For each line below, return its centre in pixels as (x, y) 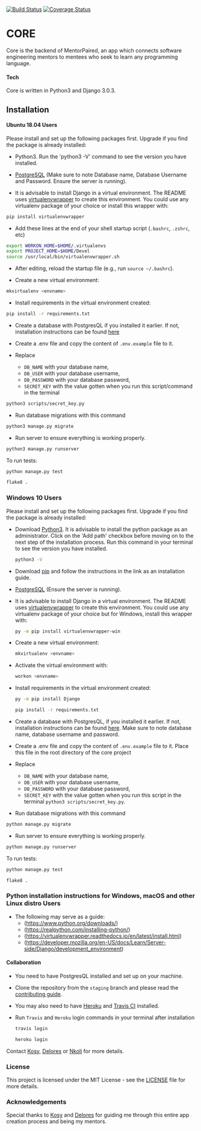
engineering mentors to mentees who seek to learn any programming (92, 57)
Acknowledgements (36, 1101)
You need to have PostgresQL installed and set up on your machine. (99, 976)
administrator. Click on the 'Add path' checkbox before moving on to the (104, 535)
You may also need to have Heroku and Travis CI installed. (87, 1005)
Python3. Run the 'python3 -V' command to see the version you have (100, 156)
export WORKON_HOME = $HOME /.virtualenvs (56, 246)
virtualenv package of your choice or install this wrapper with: (91, 205)
